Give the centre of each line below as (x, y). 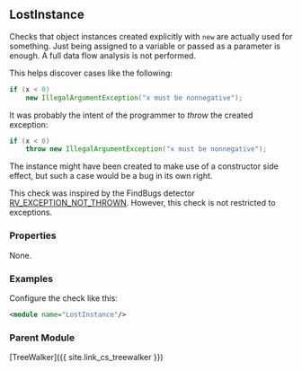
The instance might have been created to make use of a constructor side (144, 166)
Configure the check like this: (64, 298)
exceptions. (31, 212)
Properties (33, 235)
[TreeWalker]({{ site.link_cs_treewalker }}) (86, 358)
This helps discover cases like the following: (91, 73)
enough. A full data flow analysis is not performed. (102, 55)
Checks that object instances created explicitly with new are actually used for (151, 36)
